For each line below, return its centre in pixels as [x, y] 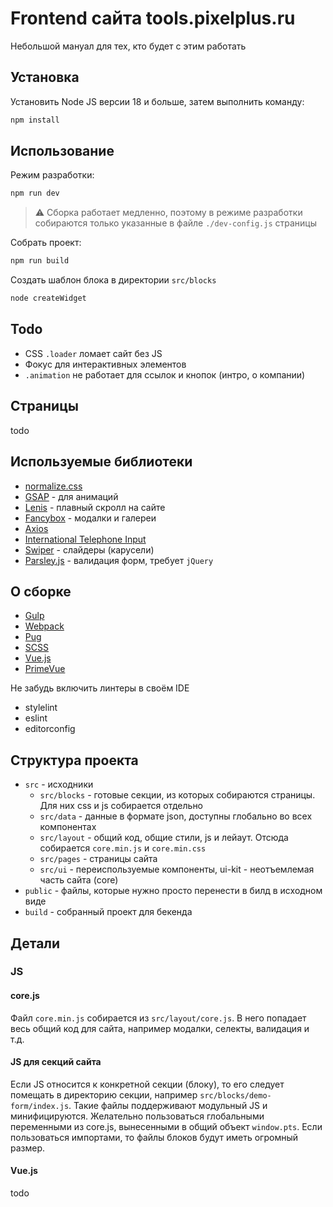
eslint [36, 718]
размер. [28, 1148]
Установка [45, 77]
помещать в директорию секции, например [104, 1094]
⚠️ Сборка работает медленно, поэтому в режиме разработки [168, 213]
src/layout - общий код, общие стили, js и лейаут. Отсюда [164, 838]
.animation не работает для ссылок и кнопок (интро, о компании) [165, 374]
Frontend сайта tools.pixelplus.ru [153, 18]
